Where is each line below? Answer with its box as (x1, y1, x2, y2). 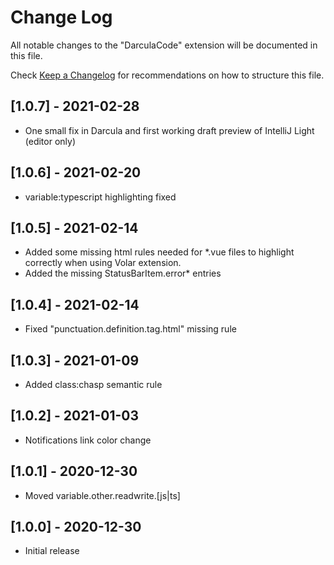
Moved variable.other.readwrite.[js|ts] (24, 489, 181, 501)
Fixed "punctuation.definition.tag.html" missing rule (24, 323, 237, 335)
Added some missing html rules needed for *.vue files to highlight (24, 246, 295, 258)
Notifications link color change (24, 434, 152, 446)
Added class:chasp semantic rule (24, 379, 163, 390)
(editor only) (24, 135, 77, 147)
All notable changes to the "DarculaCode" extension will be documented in (10, 39, 318, 51)
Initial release (24, 545, 80, 557)
